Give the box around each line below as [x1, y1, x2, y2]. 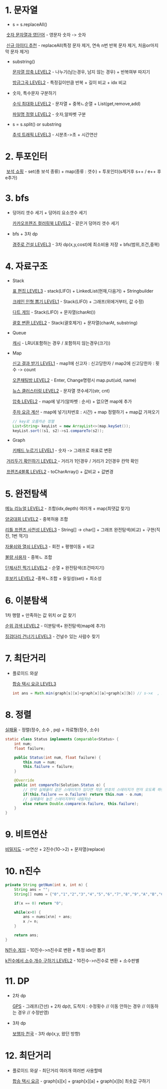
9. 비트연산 [5, 829, 48, 840]
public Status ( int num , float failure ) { [14, 755, 101, 760]
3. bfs [5, 193, 29, 204]
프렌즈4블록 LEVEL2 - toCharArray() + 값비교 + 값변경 [6, 469, 114, 475]
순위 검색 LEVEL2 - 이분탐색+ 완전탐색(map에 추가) [5, 623, 106, 629]
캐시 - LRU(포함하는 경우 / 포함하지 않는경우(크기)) [12, 340, 111, 346]
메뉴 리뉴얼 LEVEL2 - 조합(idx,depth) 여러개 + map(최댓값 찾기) [5, 505, 131, 512]
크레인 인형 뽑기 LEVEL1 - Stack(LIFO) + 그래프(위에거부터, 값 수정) [12, 298, 144, 305]
